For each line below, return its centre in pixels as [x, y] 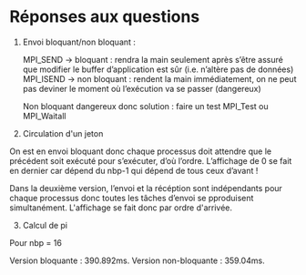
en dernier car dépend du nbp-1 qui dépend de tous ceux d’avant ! [134, 170]
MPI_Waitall [44, 116]
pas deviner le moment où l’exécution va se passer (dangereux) [142, 88]
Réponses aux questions [105, 17]
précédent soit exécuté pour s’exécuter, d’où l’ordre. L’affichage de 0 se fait [151, 160]
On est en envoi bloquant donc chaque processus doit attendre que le [140, 151]
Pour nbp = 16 [36, 242]
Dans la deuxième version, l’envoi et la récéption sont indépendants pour [146, 188]
